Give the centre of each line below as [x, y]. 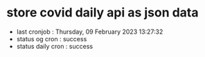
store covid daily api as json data [102, 13]
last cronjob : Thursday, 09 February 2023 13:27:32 [90, 32]
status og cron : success [52, 38]
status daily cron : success [55, 46]
